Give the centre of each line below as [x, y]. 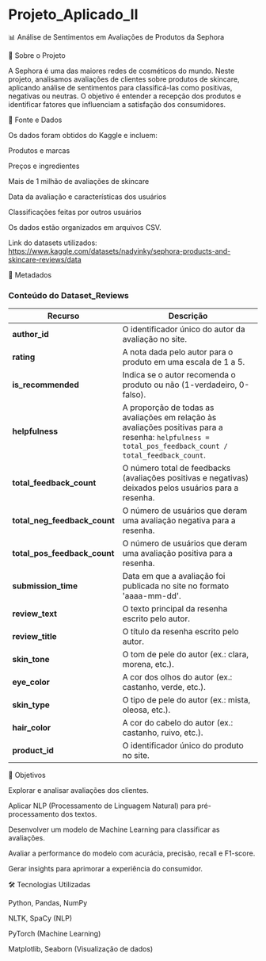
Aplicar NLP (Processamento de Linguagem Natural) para [102, 806]
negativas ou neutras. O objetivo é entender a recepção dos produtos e [125, 96]
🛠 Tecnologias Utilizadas [49, 885]
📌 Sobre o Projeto [37, 55]
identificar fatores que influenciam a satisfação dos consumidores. [117, 104]
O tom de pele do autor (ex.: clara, [186, 654]
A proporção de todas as [168, 408]
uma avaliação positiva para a [178, 553]
